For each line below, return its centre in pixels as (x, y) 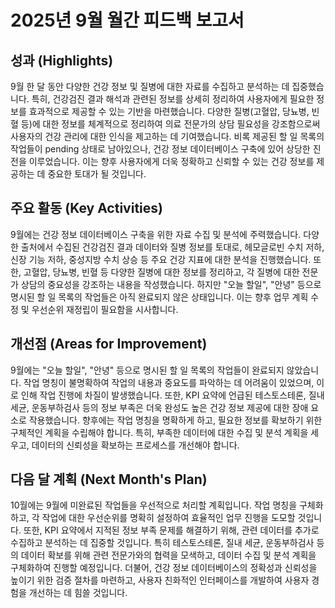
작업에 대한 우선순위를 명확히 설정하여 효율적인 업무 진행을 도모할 (168, 518)
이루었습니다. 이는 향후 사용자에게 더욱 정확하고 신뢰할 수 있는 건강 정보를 (171, 161)
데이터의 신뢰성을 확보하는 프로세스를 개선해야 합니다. (135, 445)
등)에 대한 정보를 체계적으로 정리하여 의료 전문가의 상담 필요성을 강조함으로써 (170, 124)
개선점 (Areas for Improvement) (109, 344)
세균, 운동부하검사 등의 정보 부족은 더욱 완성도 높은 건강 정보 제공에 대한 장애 (159, 407)
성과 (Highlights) (62, 60)
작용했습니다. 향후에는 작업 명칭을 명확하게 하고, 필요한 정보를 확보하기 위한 (175, 420)
